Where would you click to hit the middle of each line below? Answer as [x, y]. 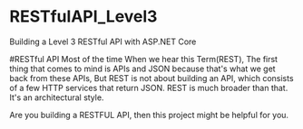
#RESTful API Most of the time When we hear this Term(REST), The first [144, 59]
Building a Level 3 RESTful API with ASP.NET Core [103, 41]
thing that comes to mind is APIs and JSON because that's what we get [142, 69]
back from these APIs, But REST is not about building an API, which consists [151, 78]
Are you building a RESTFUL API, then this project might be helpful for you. [149, 115]
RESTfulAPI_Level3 [83, 17]
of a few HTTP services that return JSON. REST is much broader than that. [149, 88]
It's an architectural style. [57, 97]
